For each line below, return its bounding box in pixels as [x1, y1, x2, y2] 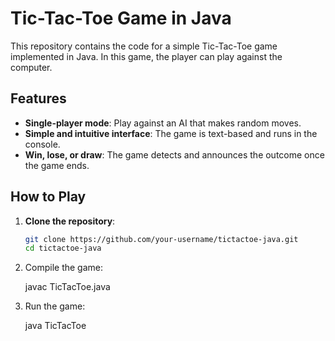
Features [10, 90, 67, 107]
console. [24, 138, 61, 150]
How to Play [10, 188, 87, 206]
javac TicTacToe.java [24, 281, 111, 293]
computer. [10, 61, 53, 73]
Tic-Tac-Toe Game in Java [10, 7, 232, 30]
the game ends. [24, 159, 90, 171]
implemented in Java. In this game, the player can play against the [10, 50, 283, 62]
